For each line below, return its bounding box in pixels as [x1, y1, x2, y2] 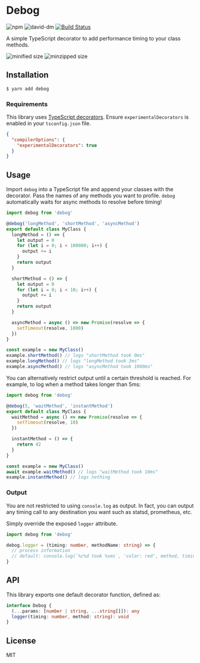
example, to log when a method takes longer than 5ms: [6, 381, 141, 388]
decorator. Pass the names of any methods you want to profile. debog [6, 192, 176, 200]
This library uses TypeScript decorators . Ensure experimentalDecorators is [6, 113, 189, 120]
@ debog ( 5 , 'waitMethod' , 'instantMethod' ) [6, 403, 113, 409]
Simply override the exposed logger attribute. [6, 519, 118, 527]
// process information [11, 547, 70, 554]
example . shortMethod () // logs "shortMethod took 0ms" [6, 353, 145, 359]
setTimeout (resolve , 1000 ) [17, 325, 84, 331]
